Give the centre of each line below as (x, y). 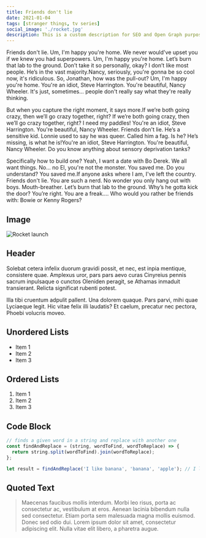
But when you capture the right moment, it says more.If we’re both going (98, 110)
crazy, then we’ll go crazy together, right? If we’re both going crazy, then (98, 117)
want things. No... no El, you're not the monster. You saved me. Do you (96, 168)
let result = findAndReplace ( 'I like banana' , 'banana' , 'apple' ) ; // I (101, 469)
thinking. (17, 98)
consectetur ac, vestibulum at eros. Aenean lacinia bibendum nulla (105, 509)
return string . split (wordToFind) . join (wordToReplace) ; (83, 452)
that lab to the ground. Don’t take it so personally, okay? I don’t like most (97, 66)
